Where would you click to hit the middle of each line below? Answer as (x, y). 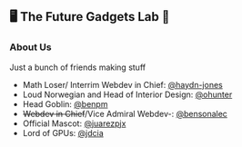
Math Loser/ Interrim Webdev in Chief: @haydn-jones (122, 84)
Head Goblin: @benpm (65, 103)
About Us (30, 47)
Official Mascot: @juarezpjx (74, 123)
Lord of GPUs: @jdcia (63, 132)
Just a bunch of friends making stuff (78, 67)
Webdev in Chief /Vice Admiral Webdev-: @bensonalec (125, 113)
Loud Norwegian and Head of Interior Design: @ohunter (127, 94)
